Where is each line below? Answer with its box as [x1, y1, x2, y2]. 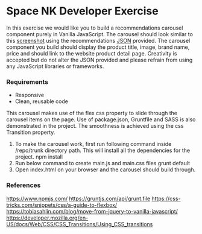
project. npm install [14, 153, 63, 160]
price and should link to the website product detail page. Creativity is [6, 49, 177, 57]
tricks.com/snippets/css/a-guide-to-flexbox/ [6, 201, 118, 209]
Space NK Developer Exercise [6, 4, 159, 18]
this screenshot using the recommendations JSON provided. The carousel [6, 37, 191, 44]
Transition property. [6, 128, 55, 136]
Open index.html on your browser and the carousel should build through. [14, 166, 196, 173]
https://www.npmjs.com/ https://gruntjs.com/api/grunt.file [6, 195, 151, 202]
